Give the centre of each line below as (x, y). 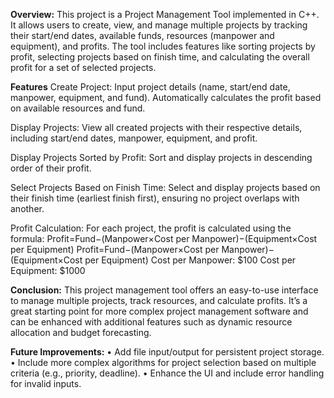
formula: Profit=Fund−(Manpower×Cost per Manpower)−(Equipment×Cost (164, 238)
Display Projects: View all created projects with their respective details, (156, 127)
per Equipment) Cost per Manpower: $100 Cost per (190, 260)
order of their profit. (51, 168)
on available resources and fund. (78, 108)
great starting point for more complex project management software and (159, 311)
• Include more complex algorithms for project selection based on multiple (163, 362)
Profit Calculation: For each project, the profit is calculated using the (151, 228)
